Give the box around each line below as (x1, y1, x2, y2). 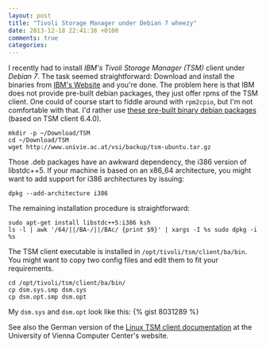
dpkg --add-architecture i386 (8, 190, 109, 197)
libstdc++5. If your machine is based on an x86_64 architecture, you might (8, 166, 252, 175)
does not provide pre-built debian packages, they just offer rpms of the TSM (8, 88, 258, 98)
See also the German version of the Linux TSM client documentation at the (8, 323, 253, 332)
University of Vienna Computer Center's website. (8, 331, 169, 341)
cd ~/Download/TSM (8, 136, 69, 144)
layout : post (8, 11, 52, 20)
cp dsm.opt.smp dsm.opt (8, 293, 87, 301)
